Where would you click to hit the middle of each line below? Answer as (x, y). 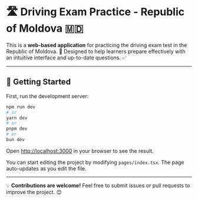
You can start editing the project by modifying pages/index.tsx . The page (95, 162)
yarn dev (17, 118)
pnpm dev (17, 129)
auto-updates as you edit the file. (46, 168)
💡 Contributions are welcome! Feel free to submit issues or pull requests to (98, 185)
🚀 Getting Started (39, 82)
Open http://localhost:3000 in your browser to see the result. (80, 150)
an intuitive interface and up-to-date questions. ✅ (66, 58)
